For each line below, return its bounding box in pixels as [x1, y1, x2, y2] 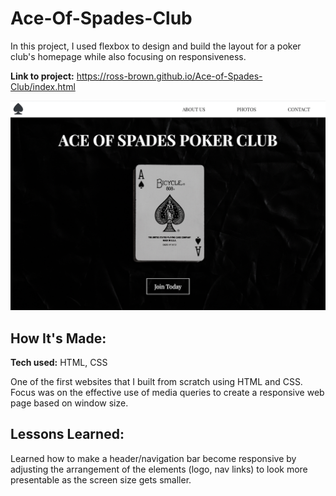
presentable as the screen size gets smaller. [10, 473, 192, 486]
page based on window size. [10, 397, 129, 409]
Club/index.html [10, 80, 76, 92]
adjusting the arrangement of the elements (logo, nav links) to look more [10, 463, 308, 475]
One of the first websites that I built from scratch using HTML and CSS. [10, 375, 303, 387]
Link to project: [10, 70, 75, 82]
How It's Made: [10, 330, 107, 347]
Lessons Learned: [10, 426, 125, 443]
